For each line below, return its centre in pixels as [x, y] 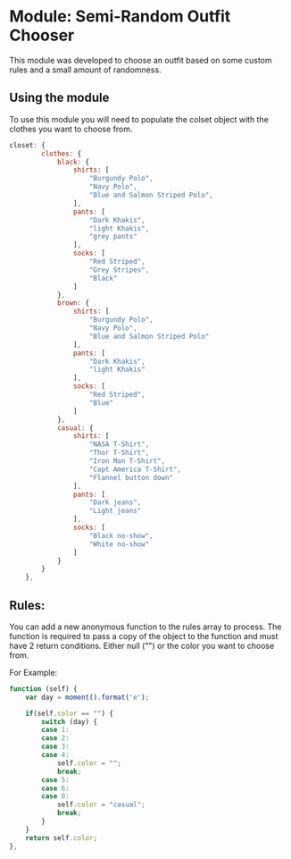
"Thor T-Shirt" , [119, 453]
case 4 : [55, 755]
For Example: [33, 672]
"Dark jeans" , [115, 502]
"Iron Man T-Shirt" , [127, 461]
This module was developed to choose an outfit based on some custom [141, 60]
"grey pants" [113, 237]
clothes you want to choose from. [71, 129]
